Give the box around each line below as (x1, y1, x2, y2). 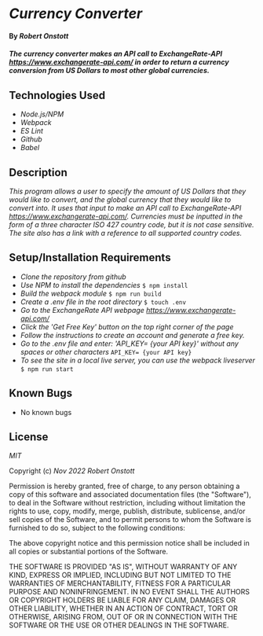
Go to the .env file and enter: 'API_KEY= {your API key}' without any (20, 339, 239, 348)
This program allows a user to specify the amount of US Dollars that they (9, 186, 247, 196)
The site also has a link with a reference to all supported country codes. (9, 229, 243, 237)
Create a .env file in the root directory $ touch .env (20, 296, 187, 307)
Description (9, 166, 68, 179)
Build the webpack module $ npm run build (20, 289, 162, 298)
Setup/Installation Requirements (9, 251, 171, 264)
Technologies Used (9, 88, 105, 102)
